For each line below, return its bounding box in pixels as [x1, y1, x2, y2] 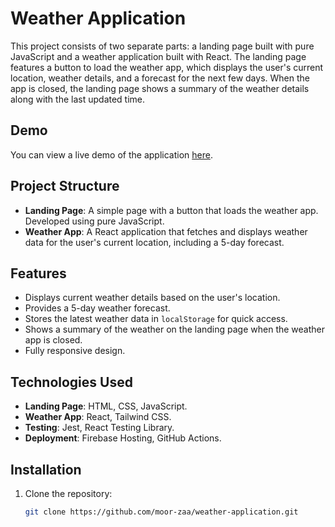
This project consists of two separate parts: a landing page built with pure [10, 40, 315, 52]
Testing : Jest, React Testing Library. [24, 422, 175, 434]
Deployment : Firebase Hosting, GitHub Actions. [24, 432, 222, 444]
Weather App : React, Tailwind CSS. [24, 411, 172, 423]
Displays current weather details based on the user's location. [24, 292, 281, 304]
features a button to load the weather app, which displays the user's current [10, 61, 324, 73]
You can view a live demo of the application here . [10, 148, 213, 161]
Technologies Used [10, 373, 133, 391]
